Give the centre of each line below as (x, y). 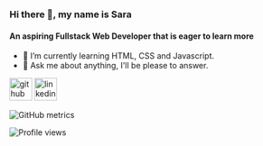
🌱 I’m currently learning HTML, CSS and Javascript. (118, 56)
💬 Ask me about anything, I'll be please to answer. (115, 66)
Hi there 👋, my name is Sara (71, 14)
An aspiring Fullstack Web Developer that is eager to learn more (132, 36)
